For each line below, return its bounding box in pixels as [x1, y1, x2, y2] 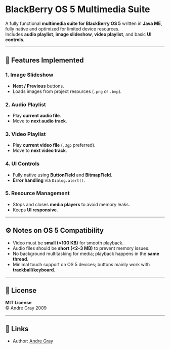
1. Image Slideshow [5, 71, 54, 78]
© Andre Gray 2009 [5, 305, 47, 311]
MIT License [5, 300, 32, 306]
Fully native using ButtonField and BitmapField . [12, 172, 112, 178]
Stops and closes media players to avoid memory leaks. [12, 201, 130, 207]
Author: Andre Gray [12, 338, 54, 344]
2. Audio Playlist [5, 101, 47, 108]
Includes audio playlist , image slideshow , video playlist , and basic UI [5, 31, 152, 37]
